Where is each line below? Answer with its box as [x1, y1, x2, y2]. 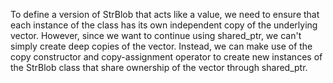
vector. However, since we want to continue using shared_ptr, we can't [10, 30, 302, 41]
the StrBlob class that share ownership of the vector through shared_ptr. [10, 62, 308, 73]
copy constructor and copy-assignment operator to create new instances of [10, 51, 323, 63]
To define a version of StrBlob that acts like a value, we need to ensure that [10, 9, 320, 20]
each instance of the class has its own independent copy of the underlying [10, 19, 318, 31]
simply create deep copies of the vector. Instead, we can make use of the [10, 40, 313, 52]
